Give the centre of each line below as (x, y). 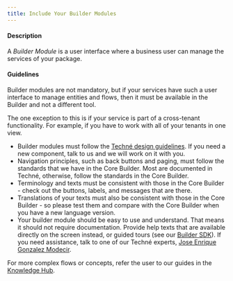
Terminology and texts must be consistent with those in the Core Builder (121, 183)
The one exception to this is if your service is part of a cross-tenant (104, 118)
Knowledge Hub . (31, 271)
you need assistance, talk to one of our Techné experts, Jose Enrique (117, 242)
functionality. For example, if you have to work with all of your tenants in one (116, 126)
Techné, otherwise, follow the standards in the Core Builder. (103, 176)
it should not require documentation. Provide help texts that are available (121, 228)
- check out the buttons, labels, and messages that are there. (105, 191)
